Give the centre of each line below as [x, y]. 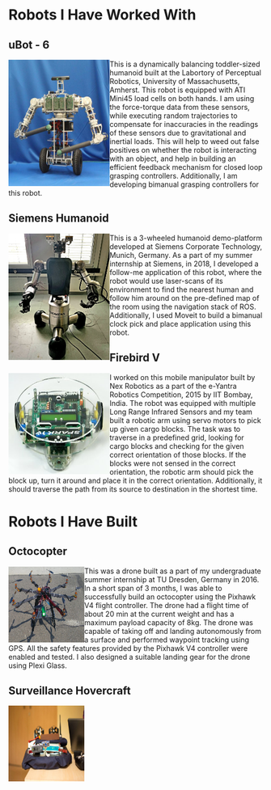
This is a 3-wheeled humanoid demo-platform [186, 238]
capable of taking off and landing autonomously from [173, 631]
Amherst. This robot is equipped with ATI [178, 90]
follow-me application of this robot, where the [186, 272]
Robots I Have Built [73, 521]
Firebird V [135, 358]
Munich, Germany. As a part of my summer [181, 255]
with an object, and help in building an [173, 158]
